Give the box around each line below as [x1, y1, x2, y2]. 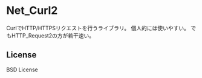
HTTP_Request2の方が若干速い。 [11, 31, 95, 39]
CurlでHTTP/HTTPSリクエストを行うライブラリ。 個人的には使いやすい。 [6, 24, 189, 31]
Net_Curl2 [6, 4, 58, 18]
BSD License [6, 66, 38, 73]
